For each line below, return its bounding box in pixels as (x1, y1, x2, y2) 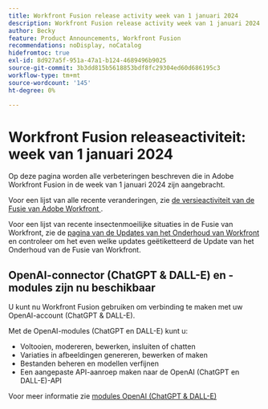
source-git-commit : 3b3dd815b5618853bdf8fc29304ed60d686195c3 (8, 64, 221, 72)
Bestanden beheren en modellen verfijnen (19, 358, 159, 369)
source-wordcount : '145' (8, 79, 91, 87)
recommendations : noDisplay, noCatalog (8, 42, 142, 50)
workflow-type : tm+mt (8, 71, 81, 79)
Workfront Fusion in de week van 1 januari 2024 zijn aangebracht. (8, 180, 225, 189)
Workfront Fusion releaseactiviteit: (8, 128, 246, 146)
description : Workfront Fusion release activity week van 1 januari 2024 (8, 19, 261, 27)
